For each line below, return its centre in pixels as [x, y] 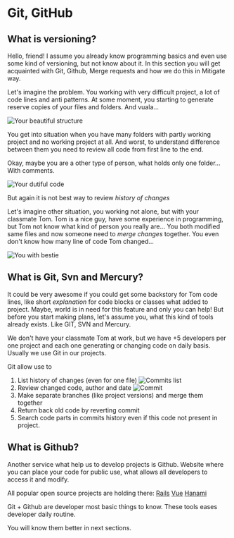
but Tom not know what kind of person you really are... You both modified [113, 226]
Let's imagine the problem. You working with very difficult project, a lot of [113, 92]
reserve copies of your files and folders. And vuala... [83, 107]
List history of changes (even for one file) [77, 380]
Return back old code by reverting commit [78, 410]
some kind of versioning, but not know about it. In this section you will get [114, 63]
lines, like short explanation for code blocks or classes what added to [108, 302]
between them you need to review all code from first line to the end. [105, 149]
